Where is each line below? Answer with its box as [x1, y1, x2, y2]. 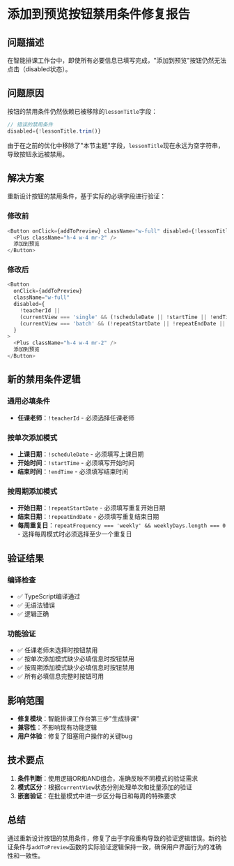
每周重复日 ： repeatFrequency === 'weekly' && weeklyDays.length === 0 [17, 521, 226, 529]
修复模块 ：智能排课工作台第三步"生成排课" [17, 714, 139, 723]
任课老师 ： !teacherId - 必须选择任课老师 [17, 413, 134, 422]
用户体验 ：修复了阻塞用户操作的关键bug [17, 732, 133, 740]
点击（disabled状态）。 [7, 65, 72, 73]
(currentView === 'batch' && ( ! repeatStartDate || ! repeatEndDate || [19, 320, 226, 327]
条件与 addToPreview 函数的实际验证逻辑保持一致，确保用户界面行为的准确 [13, 842, 221, 851]
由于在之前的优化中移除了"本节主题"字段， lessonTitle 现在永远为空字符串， [7, 141, 224, 149]
